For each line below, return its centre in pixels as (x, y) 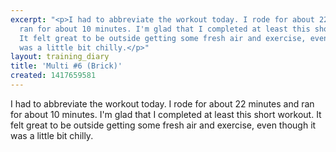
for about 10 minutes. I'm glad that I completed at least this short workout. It (166, 114)
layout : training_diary (60, 57)
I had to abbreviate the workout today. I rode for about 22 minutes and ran (162, 103)
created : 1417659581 (53, 76)
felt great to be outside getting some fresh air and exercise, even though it (163, 125)
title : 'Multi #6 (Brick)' (66, 66)
